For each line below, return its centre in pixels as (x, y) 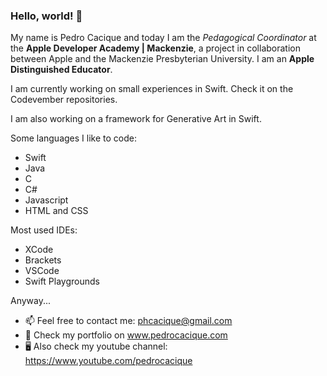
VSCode (42, 271)
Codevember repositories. (64, 100)
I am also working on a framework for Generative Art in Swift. (136, 119)
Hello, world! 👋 (46, 16)
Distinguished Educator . (61, 70)
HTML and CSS (56, 211)
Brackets (43, 260)
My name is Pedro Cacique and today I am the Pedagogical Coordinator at (163, 38)
